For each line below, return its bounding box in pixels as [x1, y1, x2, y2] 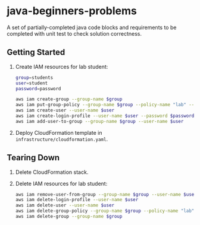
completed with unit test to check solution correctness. [7, 30, 142, 37]
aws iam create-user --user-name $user [15, 107, 115, 113]
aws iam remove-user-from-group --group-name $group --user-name [15, 191, 181, 197]
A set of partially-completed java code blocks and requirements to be [7, 24, 177, 31]
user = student [15, 80, 48, 86]
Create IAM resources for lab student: [15, 63, 108, 70]
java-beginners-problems [7, 4, 137, 18]
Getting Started [7, 47, 65, 58]
